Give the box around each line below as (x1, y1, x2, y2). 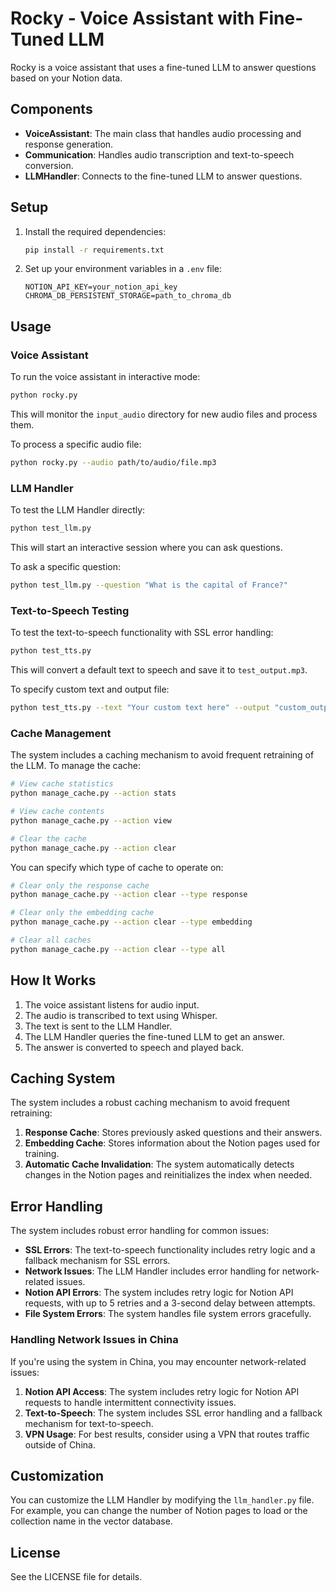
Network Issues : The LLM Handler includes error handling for (24, 1265, 280, 1277)
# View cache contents (10, 807, 105, 817)
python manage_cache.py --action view (10, 815, 172, 826)
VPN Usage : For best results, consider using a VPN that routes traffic (24, 1428, 310, 1440)
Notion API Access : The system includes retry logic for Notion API (24, 1385, 300, 1397)
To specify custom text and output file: (10, 683, 170, 696)
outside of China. (24, 1438, 96, 1451)
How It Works (10, 972, 97, 989)
